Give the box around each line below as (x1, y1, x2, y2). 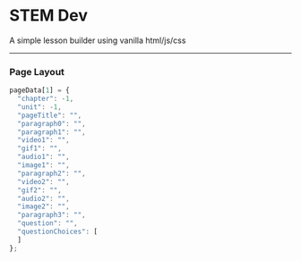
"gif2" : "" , (17, 185, 63, 195)
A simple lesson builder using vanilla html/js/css (9, 35, 186, 46)
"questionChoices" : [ (17, 227, 99, 237)
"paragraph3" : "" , (17, 211, 87, 220)
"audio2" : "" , (17, 194, 70, 203)
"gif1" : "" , (17, 144, 63, 153)
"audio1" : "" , (17, 153, 70, 162)
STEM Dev (9, 5, 88, 26)
